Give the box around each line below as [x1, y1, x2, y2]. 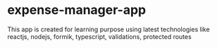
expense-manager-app [7, 2, 147, 18]
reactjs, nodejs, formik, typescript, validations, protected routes [7, 32, 192, 40]
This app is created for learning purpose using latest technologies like [7, 25, 210, 33]
